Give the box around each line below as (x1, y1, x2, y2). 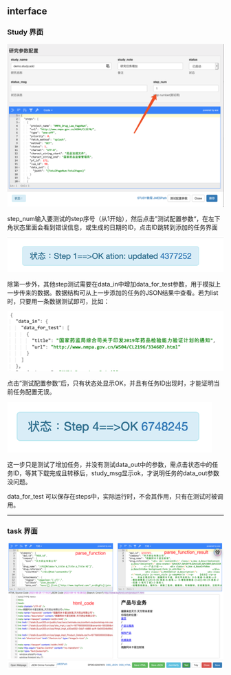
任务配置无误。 (12, 388, 56, 396)
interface (7, 6, 47, 17)
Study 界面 (7, 28, 43, 37)
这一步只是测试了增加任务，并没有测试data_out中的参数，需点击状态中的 (7, 461, 212, 469)
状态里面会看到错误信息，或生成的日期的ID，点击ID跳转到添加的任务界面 (12, 223, 218, 231)
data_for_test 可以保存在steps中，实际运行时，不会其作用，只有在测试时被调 (7, 492, 223, 501)
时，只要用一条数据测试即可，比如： (7, 298, 110, 306)
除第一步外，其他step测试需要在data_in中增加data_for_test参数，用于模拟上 (7, 280, 221, 289)
